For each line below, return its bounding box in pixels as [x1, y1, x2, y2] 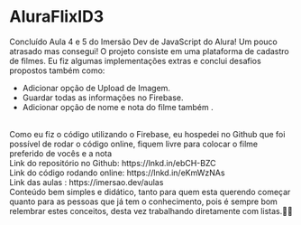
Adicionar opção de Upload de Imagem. [22, 82, 171, 93]
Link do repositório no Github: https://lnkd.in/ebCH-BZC [9, 157, 216, 168]
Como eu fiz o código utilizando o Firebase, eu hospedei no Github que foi [9, 128, 286, 139]
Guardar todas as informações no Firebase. [22, 92, 184, 103]
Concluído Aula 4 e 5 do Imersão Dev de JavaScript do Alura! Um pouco [9, 36, 278, 47]
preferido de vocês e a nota [9, 147, 113, 159]
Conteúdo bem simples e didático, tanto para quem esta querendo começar [9, 186, 291, 197]
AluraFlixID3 [9, 6, 105, 27]
